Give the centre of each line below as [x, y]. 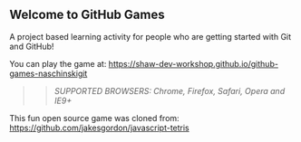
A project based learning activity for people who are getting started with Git [150, 36]
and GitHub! [32, 46]
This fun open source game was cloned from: [94, 118]
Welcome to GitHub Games [87, 15]
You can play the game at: [58, 63]
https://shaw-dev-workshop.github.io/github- [194, 63]
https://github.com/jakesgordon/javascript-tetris [100, 128]
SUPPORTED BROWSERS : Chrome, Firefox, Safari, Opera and [170, 90]
